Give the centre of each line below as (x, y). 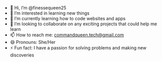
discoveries (22, 55)
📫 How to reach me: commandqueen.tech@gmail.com (67, 35)
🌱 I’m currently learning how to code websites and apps (68, 18)
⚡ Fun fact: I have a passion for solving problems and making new (78, 48)
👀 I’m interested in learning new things (50, 13)
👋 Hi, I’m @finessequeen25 (38, 8)
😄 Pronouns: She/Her (33, 42)
